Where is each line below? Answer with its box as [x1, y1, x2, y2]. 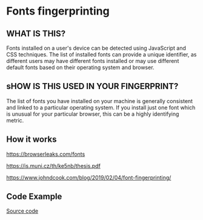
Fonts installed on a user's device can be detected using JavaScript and [6, 44, 187, 52]
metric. [6, 116, 24, 124]
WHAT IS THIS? [6, 28, 66, 39]
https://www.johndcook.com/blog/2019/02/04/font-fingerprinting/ [6, 174, 171, 181]
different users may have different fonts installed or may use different [6, 58, 179, 64]
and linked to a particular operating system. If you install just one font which [6, 104, 196, 111]
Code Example [6, 192, 62, 202]
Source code [6, 207, 38, 215]
